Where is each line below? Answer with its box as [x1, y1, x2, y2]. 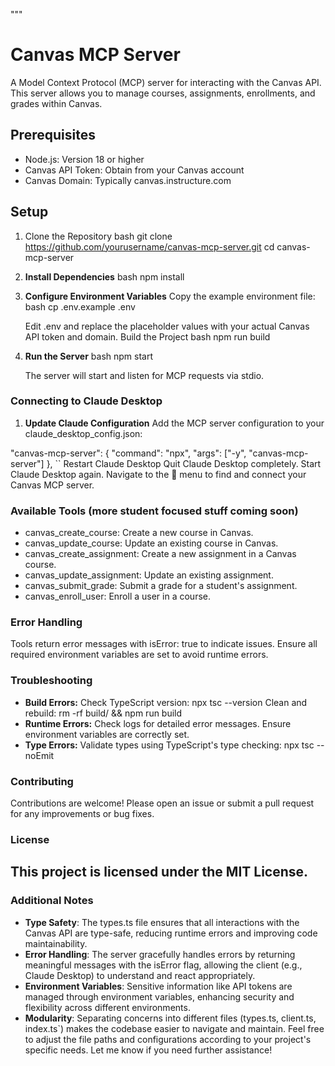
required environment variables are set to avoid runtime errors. [10, 649, 269, 661]
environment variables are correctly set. [24, 728, 190, 740]
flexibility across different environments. [24, 1001, 191, 1013]
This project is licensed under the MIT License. [10, 864, 309, 881]
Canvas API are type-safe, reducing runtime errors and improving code [24, 927, 318, 939]
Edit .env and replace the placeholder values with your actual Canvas [24, 320, 310, 332]
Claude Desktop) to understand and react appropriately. [24, 969, 256, 981]
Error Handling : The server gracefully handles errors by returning [24, 948, 296, 960]
